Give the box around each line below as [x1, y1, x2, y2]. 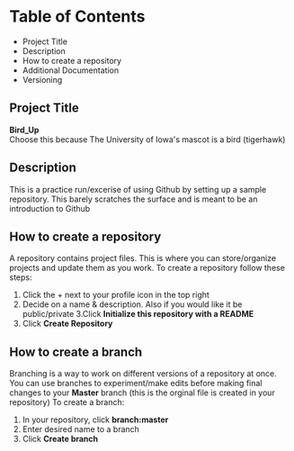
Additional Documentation [22, 65, 120, 76]
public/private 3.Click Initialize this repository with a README [22, 309, 254, 320]
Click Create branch [22, 434, 99, 445]
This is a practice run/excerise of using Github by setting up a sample [9, 184, 267, 194]
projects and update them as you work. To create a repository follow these [9, 263, 286, 274]
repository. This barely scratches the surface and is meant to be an [9, 194, 258, 204]
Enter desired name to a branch [22, 424, 139, 435]
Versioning [22, 74, 63, 85]
